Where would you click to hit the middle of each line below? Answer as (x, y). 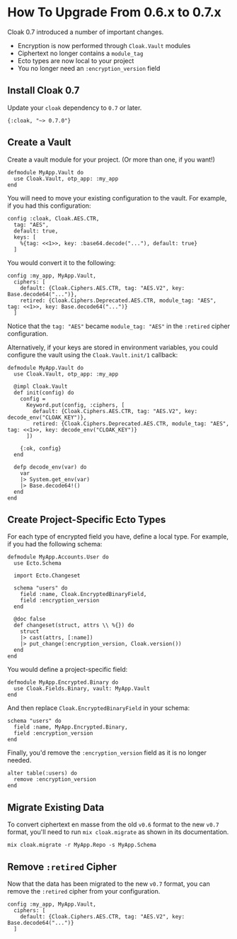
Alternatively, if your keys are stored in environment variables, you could (112, 347)
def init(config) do (44, 393)
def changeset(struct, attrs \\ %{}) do (74, 625)
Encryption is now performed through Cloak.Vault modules (104, 45)
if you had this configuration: (49, 206)
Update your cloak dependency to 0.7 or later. (75, 108)
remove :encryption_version (55, 780)
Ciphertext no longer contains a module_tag (80, 53)
